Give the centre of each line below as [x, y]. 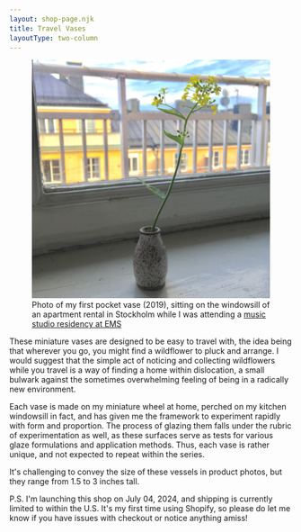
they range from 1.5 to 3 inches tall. [75, 482]
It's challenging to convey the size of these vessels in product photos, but [146, 472]
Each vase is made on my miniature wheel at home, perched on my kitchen [148, 407]
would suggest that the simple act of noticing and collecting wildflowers [142, 361]
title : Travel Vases [48, 28]
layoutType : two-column [54, 38]
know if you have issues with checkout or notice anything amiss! [129, 518]
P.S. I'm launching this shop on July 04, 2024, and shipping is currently [141, 499]
